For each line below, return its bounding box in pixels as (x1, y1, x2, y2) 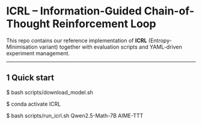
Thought (6, 17, 50, 31)
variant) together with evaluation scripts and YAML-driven (38, 43, 182, 50)
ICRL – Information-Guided (6, 4, 142, 18)
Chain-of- (144, 4, 195, 18)
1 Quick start (6, 73, 55, 83)
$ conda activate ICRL (6, 100, 61, 108)
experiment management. (6, 49, 70, 56)
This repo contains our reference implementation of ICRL (6, 37, 147, 44)
